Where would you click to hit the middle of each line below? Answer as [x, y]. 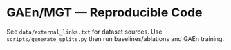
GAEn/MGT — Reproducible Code [104, 13]
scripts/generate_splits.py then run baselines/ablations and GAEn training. [115, 38]
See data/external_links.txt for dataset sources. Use [84, 32]
